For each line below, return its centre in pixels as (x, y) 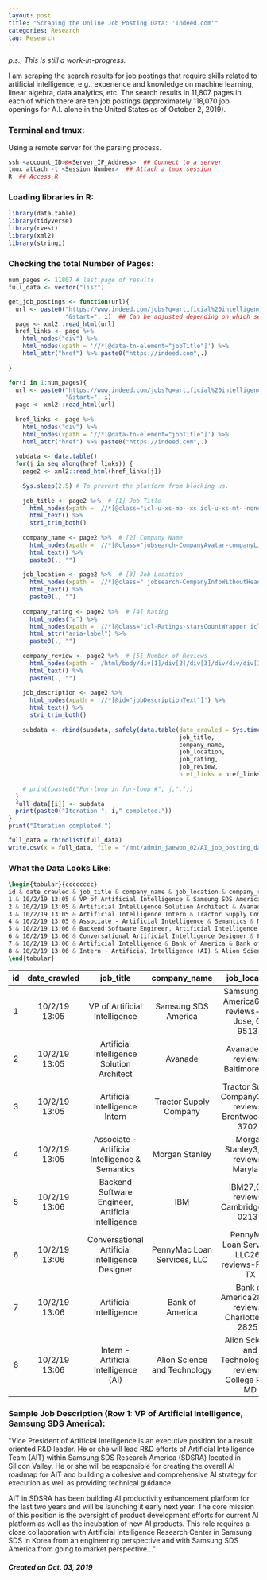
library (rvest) (33, 228)
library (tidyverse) (41, 221)
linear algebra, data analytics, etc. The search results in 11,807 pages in (125, 93)
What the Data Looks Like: (60, 868)
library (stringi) (37, 243)
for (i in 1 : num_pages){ (48, 382)
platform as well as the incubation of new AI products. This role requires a (129, 1524)
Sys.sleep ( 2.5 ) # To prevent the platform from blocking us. (126, 486)
